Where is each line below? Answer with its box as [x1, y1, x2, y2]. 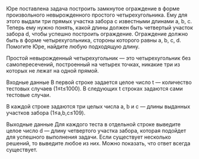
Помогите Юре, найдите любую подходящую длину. [6, 43, 140, 50]
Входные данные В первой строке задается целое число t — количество [6, 79, 192, 86]
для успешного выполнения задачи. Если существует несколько [6, 133, 172, 141]
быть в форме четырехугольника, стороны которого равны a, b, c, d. [6, 37, 182, 43]
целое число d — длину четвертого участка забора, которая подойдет [6, 127, 186, 134]
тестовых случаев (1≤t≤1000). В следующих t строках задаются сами [6, 85, 183, 92]
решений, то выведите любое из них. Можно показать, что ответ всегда [6, 140, 191, 146]
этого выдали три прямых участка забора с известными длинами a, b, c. [6, 18, 192, 24]
